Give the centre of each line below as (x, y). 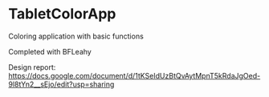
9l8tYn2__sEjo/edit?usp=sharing (61, 84)
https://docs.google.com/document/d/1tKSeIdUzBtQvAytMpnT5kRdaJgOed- (134, 75)
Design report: (32, 67)
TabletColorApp (62, 14)
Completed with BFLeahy (50, 51)
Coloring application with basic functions (76, 36)
